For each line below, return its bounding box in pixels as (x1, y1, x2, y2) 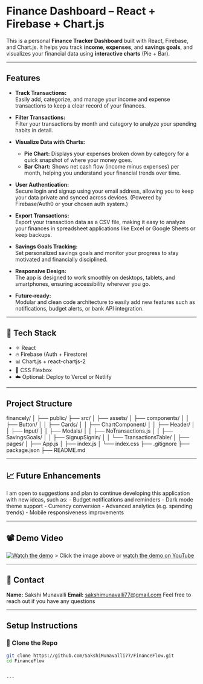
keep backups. (14, 231, 53, 238)
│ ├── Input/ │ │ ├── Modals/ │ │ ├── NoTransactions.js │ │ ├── (6, 427, 173, 434)
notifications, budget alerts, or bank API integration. (14, 305, 144, 312)
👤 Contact (6, 575, 45, 586)
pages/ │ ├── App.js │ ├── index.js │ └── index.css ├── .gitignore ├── (6, 440, 190, 448)
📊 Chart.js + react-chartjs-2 (14, 358, 86, 365)
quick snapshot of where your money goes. (24, 156, 133, 164)
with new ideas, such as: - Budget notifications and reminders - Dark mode (6, 496, 193, 503)
